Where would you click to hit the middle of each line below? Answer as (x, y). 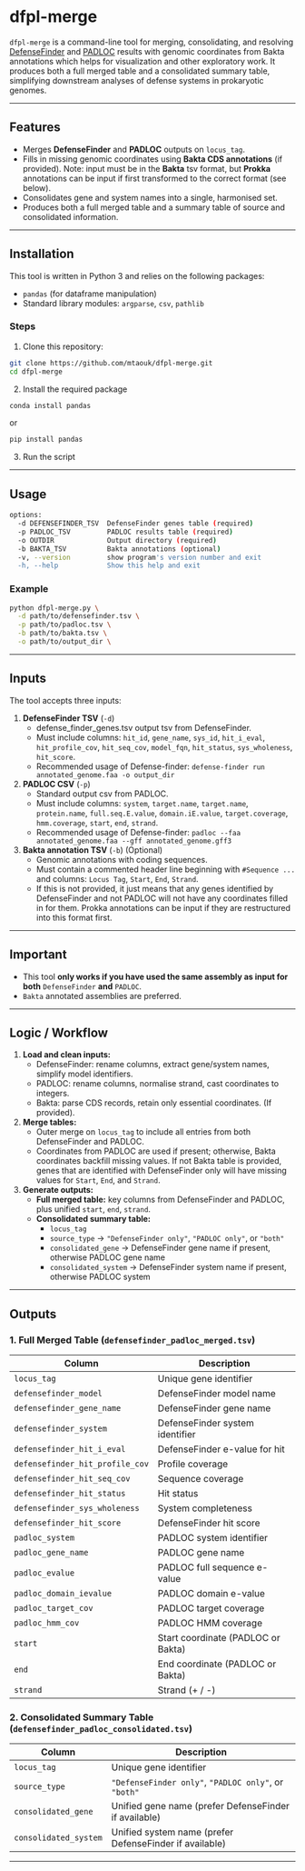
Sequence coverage (201, 1479)
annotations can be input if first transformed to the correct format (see (154, 178)
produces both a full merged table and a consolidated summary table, (140, 71)
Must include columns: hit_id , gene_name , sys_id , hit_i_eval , (151, 737)
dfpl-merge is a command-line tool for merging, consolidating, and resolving (152, 42)
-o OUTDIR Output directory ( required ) (118, 540)
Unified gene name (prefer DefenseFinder (201, 1806)
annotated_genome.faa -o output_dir (105, 775)
